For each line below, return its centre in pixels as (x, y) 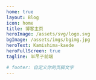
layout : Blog (23, 17)
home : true (20, 12)
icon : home (20, 23)
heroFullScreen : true (34, 51)
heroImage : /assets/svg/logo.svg (48, 34)
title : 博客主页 (25, 29)
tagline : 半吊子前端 (30, 57)
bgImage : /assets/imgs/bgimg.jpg (48, 40)
